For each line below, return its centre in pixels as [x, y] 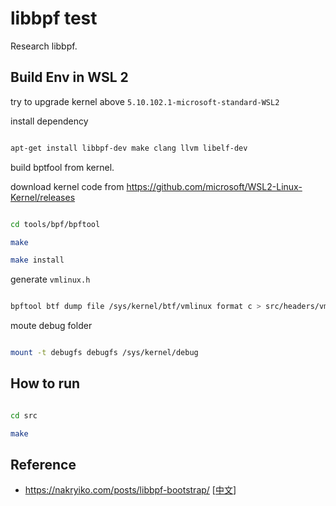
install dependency [49, 121]
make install [37, 260]
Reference [43, 464]
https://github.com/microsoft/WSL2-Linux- [214, 186]
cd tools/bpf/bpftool [55, 224]
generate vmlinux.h [50, 279]
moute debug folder [51, 326]
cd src [24, 415]
